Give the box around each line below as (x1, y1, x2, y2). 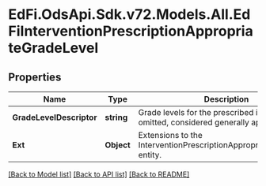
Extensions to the (138, 130, 203, 140)
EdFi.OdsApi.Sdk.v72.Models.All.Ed (8, 6, 251, 24)
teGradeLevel (8, 39, 99, 57)
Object (104, 139, 131, 151)
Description (203, 94, 249, 104)
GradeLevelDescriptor (12, 112, 97, 123)
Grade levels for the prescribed (138, 107, 254, 117)
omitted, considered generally (138, 117, 249, 128)
